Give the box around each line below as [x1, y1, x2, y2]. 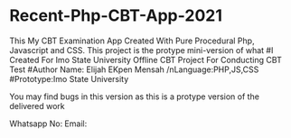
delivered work [9, 100, 65, 111]
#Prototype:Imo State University [9, 73, 129, 84]
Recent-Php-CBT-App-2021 [9, 5, 223, 26]
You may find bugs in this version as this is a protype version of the [9, 91, 260, 102]
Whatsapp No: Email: [9, 118, 88, 129]
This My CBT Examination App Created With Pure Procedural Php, [9, 35, 255, 46]
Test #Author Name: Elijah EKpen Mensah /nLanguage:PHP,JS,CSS [9, 64, 259, 75]
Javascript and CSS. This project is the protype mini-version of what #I [9, 44, 274, 55]
